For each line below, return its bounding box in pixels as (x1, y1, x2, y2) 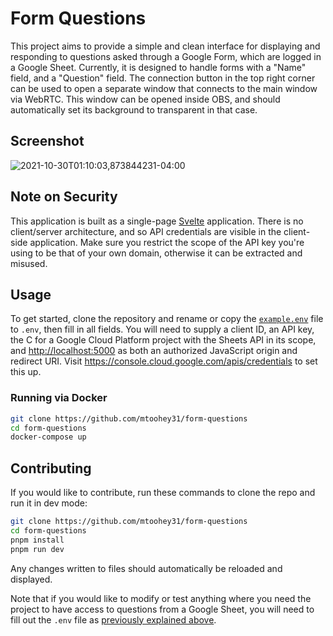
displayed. (10, 573, 53, 585)
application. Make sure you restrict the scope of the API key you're (29, 236, 305, 248)
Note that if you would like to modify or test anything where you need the (10, 592, 312, 604)
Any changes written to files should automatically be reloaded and (10, 562, 283, 574)
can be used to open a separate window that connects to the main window (10, 82, 318, 94)
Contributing (10, 460, 92, 477)
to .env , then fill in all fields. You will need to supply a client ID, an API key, (10, 323, 315, 336)
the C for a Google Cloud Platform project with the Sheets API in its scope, (10, 334, 317, 346)
